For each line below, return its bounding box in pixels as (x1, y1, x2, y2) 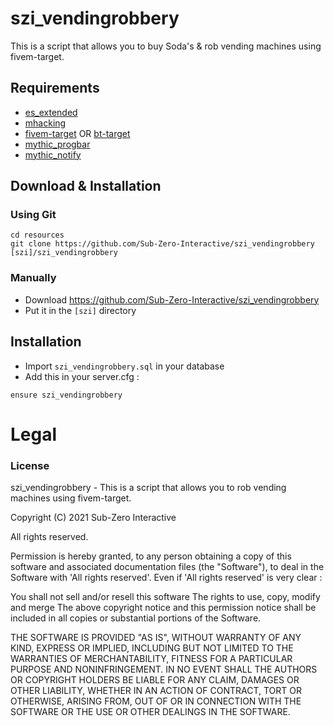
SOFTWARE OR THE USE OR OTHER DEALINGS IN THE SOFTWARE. (10, 706, 291, 718)
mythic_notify (24, 148, 82, 161)
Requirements (10, 80, 100, 97)
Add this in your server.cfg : (24, 370, 140, 382)
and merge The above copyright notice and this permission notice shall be (10, 602, 317, 614)
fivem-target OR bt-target (24, 127, 131, 139)
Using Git (10, 208, 57, 222)
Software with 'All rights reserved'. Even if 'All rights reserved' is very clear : (10, 572, 323, 584)
